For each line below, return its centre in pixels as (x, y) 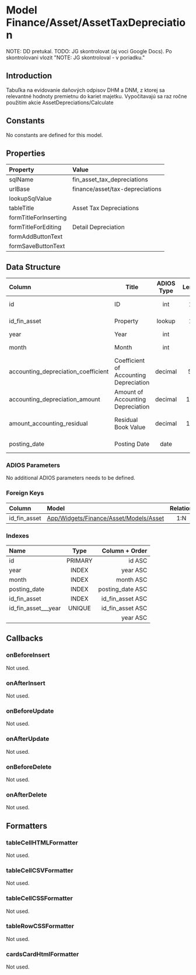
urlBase (20, 189)
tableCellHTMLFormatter (42, 842)
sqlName (21, 180)
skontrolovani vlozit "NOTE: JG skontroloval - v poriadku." (76, 57)
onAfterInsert (26, 683)
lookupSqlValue (30, 198)
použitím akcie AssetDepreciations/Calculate (60, 102)
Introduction (29, 76)
